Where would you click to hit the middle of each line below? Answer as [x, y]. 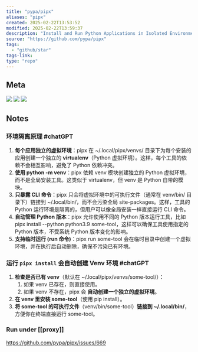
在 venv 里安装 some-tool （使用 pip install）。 [70, 299]
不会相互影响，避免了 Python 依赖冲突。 [69, 165]
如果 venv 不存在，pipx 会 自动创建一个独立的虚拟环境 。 [92, 292]
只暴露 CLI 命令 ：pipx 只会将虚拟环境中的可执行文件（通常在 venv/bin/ [100, 195]
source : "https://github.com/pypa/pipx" [57, 39]
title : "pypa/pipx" [30, 12]
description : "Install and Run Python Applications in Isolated [87, 34]
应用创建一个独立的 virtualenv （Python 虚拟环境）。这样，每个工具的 [98, 158]
